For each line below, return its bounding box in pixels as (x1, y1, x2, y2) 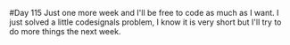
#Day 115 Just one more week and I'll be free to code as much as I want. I (9, 8, 279, 18)
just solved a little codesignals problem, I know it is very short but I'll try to (9, 17, 282, 27)
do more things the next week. (9, 26, 121, 36)
